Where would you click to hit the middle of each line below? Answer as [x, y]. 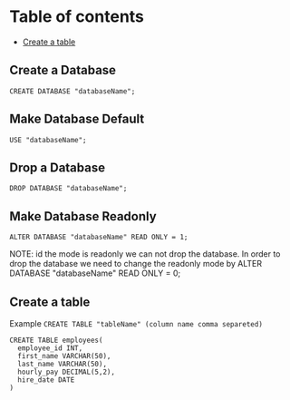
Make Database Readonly [83, 216]
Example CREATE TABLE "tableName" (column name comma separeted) [136, 323]
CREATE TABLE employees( [56, 340]
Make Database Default [77, 119]
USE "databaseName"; [48, 140]
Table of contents [77, 17]
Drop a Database [58, 167]
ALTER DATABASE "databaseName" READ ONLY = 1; [99, 238]
